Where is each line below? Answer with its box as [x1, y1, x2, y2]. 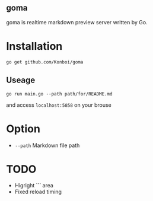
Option [6, 122, 40, 135]
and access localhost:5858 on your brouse [6, 101, 111, 109]
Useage [6, 75, 36, 85]
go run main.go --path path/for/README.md [6, 91, 113, 97]
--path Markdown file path [14, 142, 80, 149]
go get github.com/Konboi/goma [6, 59, 84, 65]
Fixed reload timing [14, 188, 62, 196]
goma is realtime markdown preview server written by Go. [6, 18, 148, 25]
